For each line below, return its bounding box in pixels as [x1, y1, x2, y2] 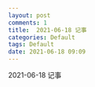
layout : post [8, 11, 51, 20]
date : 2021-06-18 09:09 [8, 48, 86, 56]
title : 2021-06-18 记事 [8, 26, 87, 34]
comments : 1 [8, 19, 47, 27]
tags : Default [8, 41, 55, 49]
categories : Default [8, 33, 76, 42]
